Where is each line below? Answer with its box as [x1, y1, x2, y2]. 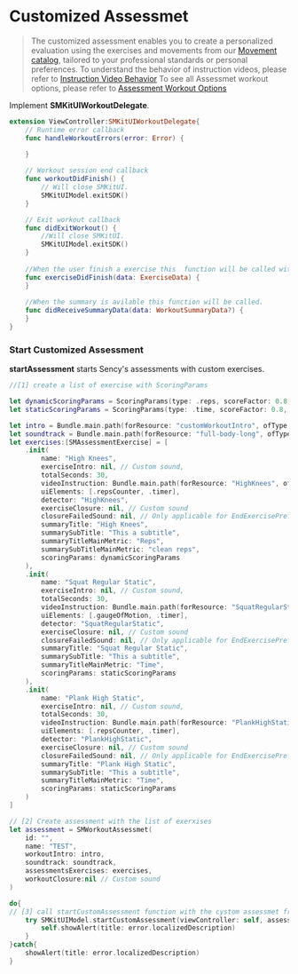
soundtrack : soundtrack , [25, 859, 117, 867]
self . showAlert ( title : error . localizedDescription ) [41, 923, 237, 933]
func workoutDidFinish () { [25, 175, 125, 184]
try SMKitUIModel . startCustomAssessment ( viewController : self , [25, 915, 264, 924]
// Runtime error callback [25, 125, 125, 134]
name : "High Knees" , [41, 455, 117, 463]
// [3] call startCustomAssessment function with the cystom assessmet [9, 907, 279, 916]
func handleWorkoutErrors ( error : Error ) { [25, 133, 184, 143]
